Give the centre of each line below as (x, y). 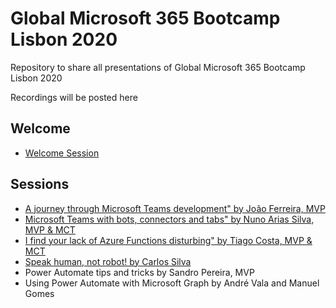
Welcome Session (62, 153)
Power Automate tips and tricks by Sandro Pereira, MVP (139, 272)
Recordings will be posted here (74, 97)
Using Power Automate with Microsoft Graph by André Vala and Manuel (172, 283)
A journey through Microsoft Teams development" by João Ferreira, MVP (175, 208)
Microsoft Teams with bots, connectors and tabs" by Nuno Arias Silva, (169, 219)
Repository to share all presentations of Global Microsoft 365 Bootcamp (158, 67)
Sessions (40, 184)
